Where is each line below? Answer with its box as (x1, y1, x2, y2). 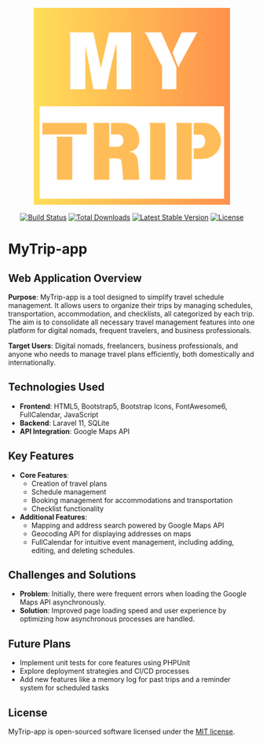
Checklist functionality (31, 504, 104, 513)
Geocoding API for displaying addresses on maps (31, 528, 192, 539)
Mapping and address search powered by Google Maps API (31, 520, 225, 530)
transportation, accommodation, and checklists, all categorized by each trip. (8, 309, 255, 318)
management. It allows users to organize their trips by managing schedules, (8, 301, 254, 310)
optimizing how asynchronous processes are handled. (19, 614, 195, 624)
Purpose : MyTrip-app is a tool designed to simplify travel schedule (8, 292, 225, 302)
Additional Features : (19, 512, 88, 521)
